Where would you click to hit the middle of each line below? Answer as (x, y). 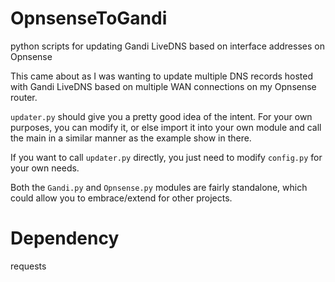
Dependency (65, 238)
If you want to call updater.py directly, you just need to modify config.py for (166, 157)
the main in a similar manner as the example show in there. (131, 138)
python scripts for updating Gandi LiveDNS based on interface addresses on (167, 46)
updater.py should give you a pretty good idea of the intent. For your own (161, 116)
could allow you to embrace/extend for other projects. (121, 198)
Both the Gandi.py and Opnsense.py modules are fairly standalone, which (159, 187)
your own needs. (45, 168)
